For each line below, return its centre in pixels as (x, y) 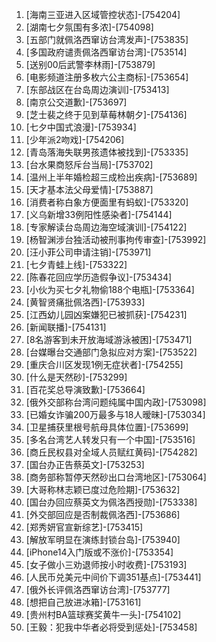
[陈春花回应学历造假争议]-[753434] (99, 277)
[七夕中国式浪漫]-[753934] (81, 127)
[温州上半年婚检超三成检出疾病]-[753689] (111, 177)
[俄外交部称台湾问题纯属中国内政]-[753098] (116, 402)
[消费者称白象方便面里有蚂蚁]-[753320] (107, 202)
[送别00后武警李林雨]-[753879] (90, 64)
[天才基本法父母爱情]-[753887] (89, 189)
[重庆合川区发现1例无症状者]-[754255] (104, 364)
